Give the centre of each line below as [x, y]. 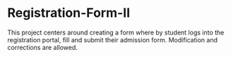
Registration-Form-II [69, 13]
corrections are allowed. [42, 47]
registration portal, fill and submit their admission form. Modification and [112, 39]
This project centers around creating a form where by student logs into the [116, 32]
